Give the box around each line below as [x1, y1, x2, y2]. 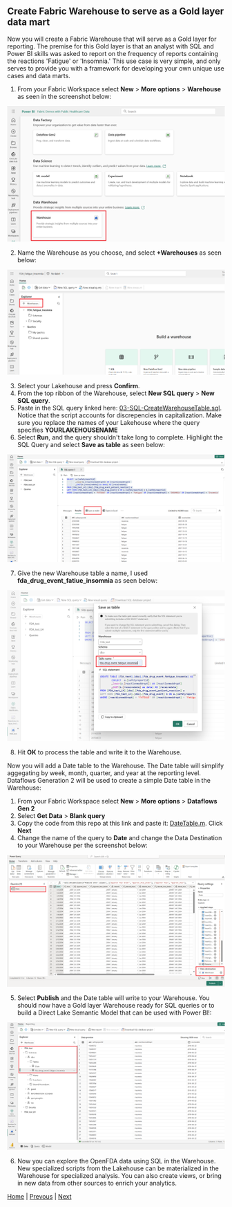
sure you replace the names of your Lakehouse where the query [17, 419, 200, 427]
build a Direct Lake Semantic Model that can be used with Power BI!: [17, 1008, 212, 1017]
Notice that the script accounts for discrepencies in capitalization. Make [17, 411, 222, 419]
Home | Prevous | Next [7, 1192, 72, 1200]
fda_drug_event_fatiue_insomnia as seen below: [17, 577, 157, 585]
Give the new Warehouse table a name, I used [17, 569, 148, 577]
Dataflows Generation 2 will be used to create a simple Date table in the [7, 777, 211, 785]
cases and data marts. [7, 71, 70, 80]
